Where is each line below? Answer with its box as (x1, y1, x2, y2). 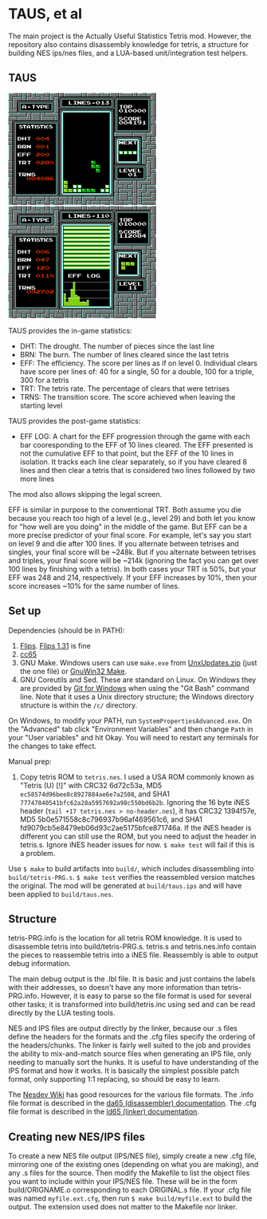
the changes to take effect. (8, 741, 97, 751)
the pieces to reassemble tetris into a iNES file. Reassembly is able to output (8, 950, 258, 960)
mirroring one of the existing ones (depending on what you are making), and (8, 1160, 259, 1170)
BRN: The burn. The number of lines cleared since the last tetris (19, 349, 230, 359)
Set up (8, 604, 41, 618)
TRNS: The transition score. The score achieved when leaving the (19, 392, 236, 401)
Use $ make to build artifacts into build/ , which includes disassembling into (8, 863, 254, 874)
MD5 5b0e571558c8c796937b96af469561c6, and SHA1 (19, 815, 203, 824)
